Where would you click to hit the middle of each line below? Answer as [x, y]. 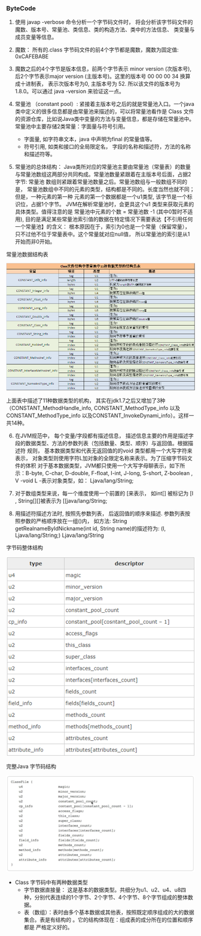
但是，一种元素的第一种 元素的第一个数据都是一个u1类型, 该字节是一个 [101, 197]
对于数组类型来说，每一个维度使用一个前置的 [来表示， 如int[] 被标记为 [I [104, 493]
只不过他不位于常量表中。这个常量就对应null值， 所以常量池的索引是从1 [102, 234]
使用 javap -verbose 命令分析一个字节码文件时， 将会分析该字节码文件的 [104, 22]
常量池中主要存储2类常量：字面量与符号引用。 [71, 126]
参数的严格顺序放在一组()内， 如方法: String [74, 521]
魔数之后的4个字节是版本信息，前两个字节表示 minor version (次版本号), [103, 69]
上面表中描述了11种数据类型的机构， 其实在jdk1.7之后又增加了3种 [86, 401]
